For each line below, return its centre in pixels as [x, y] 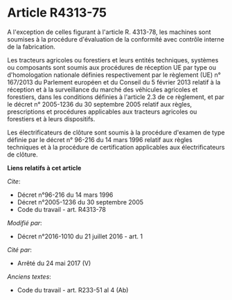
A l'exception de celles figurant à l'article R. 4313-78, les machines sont [109, 32]
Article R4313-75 [57, 13]
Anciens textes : [29, 276]
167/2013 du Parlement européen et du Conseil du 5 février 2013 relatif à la [114, 82]
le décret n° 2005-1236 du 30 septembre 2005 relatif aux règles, [100, 104]
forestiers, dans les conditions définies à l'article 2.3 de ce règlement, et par [116, 97]
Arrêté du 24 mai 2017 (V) [54, 263]
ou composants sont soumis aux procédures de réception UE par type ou [112, 67]
